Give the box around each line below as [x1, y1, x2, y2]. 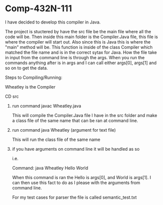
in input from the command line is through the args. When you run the [5, 54, 145, 60]
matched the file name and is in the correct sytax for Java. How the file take [5, 49, 157, 55]
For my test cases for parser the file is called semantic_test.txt [12, 194, 137, 200]
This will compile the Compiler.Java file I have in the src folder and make [12, 112, 157, 118]
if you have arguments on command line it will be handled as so [12, 146, 140, 152]
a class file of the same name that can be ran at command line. [12, 117, 138, 123]
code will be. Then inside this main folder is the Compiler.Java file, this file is [5, 34, 158, 40]
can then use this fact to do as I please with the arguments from [12, 180, 140, 185]
